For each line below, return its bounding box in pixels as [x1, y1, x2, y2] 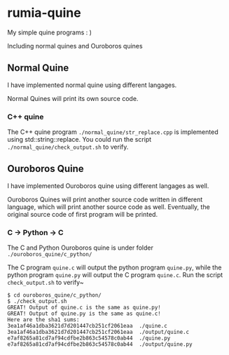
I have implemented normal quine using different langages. [7, 81, 177, 89]
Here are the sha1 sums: [7, 316, 80, 323]
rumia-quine [7, 5, 82, 21]
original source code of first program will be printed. [7, 210, 158, 218]
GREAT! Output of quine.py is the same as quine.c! [7, 310, 161, 317]
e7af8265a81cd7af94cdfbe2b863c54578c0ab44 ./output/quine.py [7, 341, 193, 348]
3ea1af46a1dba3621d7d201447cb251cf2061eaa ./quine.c [7, 323, 168, 330]
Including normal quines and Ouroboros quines [7, 41, 143, 50]
